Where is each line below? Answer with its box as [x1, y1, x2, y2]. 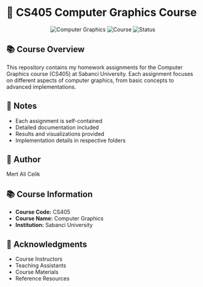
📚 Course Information [6, 189, 93, 199]
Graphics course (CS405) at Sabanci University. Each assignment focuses [6, 70, 194, 77]
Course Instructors [15, 255, 63, 263]
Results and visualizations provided [15, 130, 105, 137]
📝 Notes [6, 101, 37, 111]
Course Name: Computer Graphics [15, 215, 104, 222]
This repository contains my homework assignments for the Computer [6, 64, 183, 71]
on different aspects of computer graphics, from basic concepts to [6, 76, 174, 84]
